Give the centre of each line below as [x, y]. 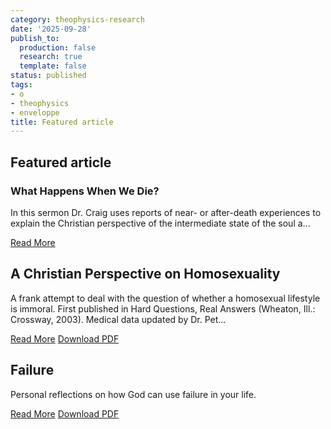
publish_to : [35, 38]
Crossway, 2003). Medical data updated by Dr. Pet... [118, 319]
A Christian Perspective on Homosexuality [145, 274]
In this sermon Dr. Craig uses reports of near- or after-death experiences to [166, 212]
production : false [58, 47]
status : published [48, 76]
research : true [51, 57]
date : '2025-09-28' [51, 29]
